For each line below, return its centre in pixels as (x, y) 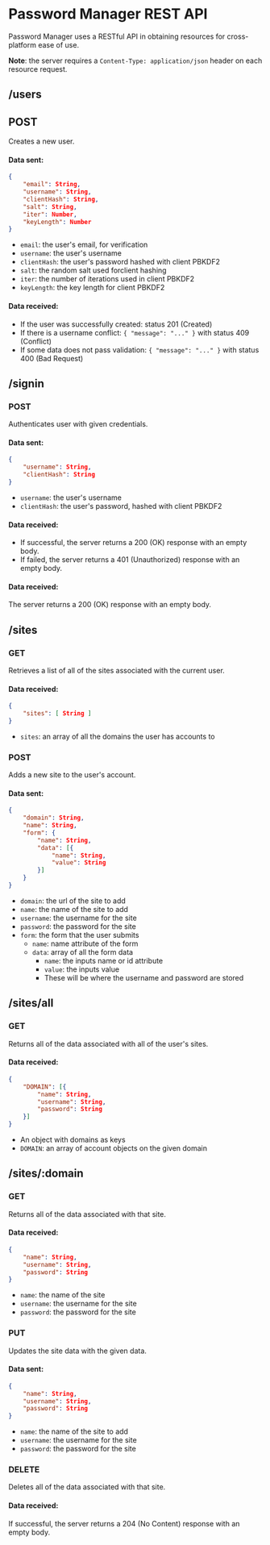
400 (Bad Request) (52, 358)
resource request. (38, 69)
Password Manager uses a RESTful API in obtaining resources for (117, 36)
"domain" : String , (54, 818)
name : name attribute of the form (85, 943)
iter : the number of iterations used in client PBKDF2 (107, 279)
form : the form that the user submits (79, 935)
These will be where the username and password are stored (144, 977)
